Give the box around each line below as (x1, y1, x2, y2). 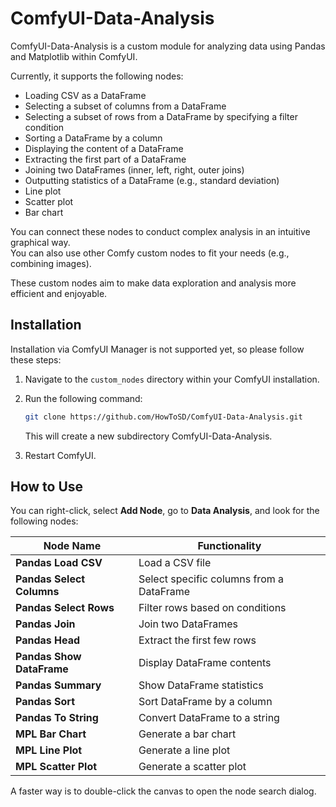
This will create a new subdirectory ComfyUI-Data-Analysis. (24, 430, 273, 442)
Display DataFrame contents (138, 656, 272, 670)
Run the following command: (24, 392, 143, 404)
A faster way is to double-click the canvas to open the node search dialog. (10, 785, 317, 797)
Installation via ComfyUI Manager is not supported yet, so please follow (10, 343, 305, 355)
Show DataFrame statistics (138, 678, 264, 692)
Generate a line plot (138, 743, 231, 757)
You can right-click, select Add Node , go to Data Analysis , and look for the (10, 505, 320, 517)
